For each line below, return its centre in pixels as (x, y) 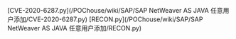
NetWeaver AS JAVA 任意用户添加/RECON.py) (75, 28)
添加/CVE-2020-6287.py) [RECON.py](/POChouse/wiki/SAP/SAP (108, 19)
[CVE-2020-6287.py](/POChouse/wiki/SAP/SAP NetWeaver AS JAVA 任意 (116, 10)
